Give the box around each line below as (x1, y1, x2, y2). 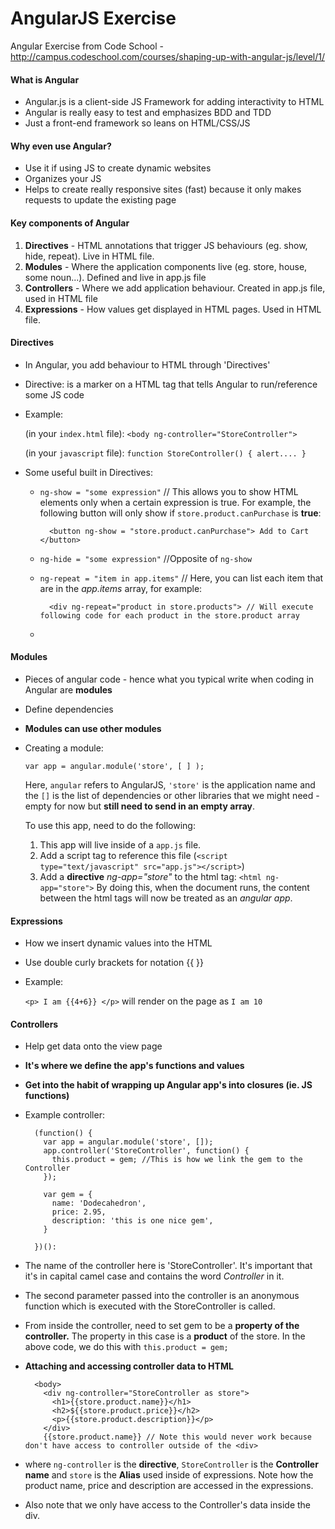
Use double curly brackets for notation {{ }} (24, 957, 204, 969)
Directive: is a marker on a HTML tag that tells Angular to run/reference (24, 378, 318, 390)
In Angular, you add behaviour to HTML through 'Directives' (24, 358, 271, 371)
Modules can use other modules (24, 722, 162, 734)
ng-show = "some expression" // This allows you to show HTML (39, 485, 299, 497)
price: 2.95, (51, 1207, 107, 1217)
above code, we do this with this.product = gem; (24, 1341, 229, 1353)
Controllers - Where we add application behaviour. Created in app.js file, (24, 282, 326, 294)
